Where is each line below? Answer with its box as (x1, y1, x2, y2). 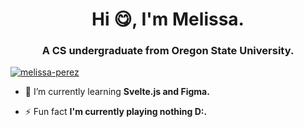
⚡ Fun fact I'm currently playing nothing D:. (24, 106, 208, 118)
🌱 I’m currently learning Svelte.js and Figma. (24, 86, 210, 98)
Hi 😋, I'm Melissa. (91, 8, 245, 31)
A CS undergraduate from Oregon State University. (41, 44, 295, 58)
